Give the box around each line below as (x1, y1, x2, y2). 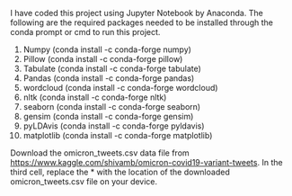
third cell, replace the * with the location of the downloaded (10, 166, 230, 177)
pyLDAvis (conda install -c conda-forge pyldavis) (22, 120, 205, 131)
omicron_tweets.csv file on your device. (10, 176, 158, 187)
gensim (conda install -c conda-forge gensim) (22, 111, 194, 121)
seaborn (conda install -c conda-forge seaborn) (22, 102, 201, 111)
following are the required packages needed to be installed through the (10, 17, 273, 28)
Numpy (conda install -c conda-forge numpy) (22, 44, 192, 55)
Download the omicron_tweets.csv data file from (10, 147, 190, 158)
